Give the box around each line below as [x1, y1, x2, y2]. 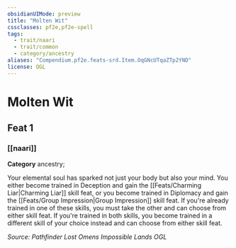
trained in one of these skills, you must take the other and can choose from [7, 203, 227, 212]
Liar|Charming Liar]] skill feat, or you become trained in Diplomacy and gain [7, 188, 229, 197]
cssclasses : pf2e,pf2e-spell [7, 23, 94, 31]
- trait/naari [13, 37, 55, 44]
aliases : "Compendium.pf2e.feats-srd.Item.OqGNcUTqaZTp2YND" [7, 57, 192, 64]
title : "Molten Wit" [7, 17, 69, 24]
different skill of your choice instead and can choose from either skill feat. [7, 218, 223, 227]
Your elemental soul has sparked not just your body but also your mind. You [7, 173, 228, 182]
